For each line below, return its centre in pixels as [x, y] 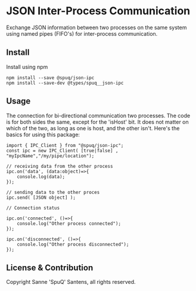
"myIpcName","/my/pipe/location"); [50, 156]
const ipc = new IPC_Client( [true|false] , [62, 151]
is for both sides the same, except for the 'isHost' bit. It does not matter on [97, 122]
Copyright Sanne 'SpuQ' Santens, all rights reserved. [71, 282]
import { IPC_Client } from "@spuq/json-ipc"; [65, 145]
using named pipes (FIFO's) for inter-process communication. [82, 33]
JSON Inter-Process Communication [98, 11]
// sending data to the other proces [53, 192]
